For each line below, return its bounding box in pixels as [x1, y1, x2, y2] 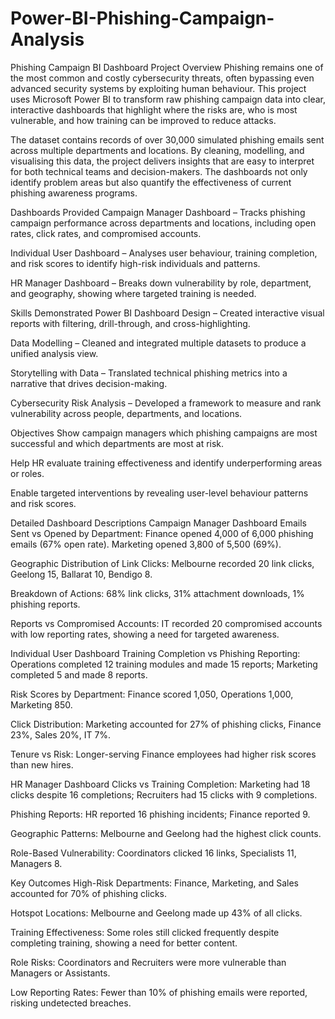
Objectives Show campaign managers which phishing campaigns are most [10, 427, 318, 439]
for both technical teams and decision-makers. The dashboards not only [10, 165, 308, 177]
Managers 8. [10, 857, 63, 869]
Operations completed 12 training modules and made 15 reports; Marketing [10, 658, 318, 670]
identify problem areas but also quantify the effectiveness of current [10, 176, 292, 188]
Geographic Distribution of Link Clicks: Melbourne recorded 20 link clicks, [10, 557, 315, 569]
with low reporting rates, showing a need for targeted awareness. [10, 628, 280, 640]
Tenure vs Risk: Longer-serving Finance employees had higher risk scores [10, 748, 317, 760]
